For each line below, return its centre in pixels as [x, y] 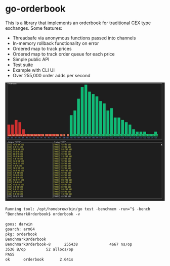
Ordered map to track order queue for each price [63, 54]
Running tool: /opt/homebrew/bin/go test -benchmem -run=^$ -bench [78, 209]
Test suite [23, 65]
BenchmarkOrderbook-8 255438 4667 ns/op [69, 244]
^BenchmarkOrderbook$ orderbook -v [43, 214]
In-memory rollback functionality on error [56, 43]
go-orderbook [35, 9]
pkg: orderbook [21, 234]
